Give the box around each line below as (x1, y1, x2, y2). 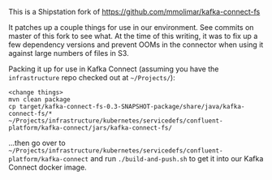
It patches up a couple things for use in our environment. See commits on (8, 23, 254, 32)
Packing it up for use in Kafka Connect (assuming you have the (8, 64, 219, 74)
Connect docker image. (8, 162, 87, 172)
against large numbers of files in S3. (8, 49, 129, 58)
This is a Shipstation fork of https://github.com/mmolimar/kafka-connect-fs (8, 7, 261, 16)
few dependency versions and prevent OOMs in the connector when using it (8, 40, 264, 49)
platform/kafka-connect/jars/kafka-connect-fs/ (8, 124, 173, 132)
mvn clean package (8, 96, 71, 104)
